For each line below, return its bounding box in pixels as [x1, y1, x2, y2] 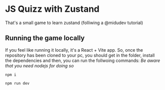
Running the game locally [5, 34, 85, 42]
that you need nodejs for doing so [5, 62, 74, 68]
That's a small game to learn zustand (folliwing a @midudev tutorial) [5, 20, 143, 26]
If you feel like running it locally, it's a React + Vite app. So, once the [5, 47, 143, 53]
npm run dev [5, 81, 30, 86]
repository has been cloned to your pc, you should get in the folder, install [5, 52, 155, 58]
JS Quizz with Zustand [5, 3, 100, 15]
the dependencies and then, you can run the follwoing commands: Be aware [5, 58, 160, 63]
